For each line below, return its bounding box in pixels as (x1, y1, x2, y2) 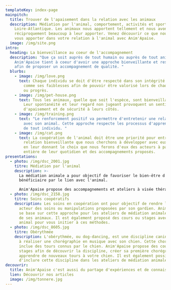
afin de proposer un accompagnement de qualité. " (14, 64, 124, 69)
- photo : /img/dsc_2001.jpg (10, 159, 70, 164)
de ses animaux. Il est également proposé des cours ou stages (18, 215, 156, 220)
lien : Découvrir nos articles (10, 272, 74, 277)
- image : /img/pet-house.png (14, 93, 76, 98)
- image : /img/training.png (14, 111, 74, 117)
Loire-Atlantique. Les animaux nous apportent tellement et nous (14, 26, 156, 32)
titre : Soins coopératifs (14, 196, 70, 201)
